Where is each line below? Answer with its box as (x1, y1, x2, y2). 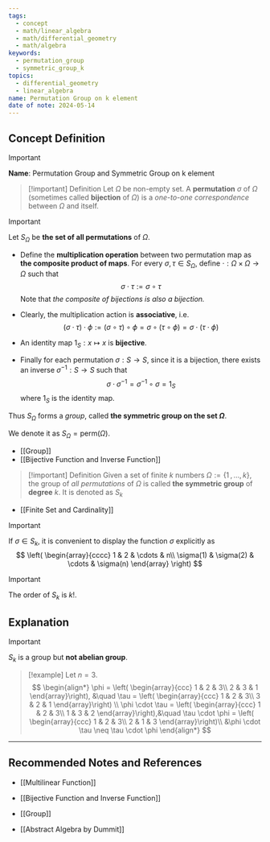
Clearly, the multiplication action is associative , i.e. (19, 309, 190, 319)
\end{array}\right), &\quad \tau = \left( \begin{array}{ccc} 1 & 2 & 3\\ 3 (29, 691, 261, 700)
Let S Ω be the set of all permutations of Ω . (8, 232, 150, 244)
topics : (8, 72, 35, 80)
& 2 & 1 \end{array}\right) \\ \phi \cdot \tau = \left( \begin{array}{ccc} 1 (29, 700, 261, 709)
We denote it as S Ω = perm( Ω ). (8, 428, 111, 440)
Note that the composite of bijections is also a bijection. (19, 294, 205, 303)
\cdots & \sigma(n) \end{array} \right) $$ (67, 559, 203, 568)
